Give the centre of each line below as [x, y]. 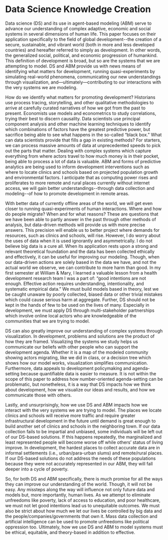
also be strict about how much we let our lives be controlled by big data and [83, 511]
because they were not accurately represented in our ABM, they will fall [79, 463]
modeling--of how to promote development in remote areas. [67, 193]
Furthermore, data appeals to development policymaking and [68, 368]
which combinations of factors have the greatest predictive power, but [78, 129]
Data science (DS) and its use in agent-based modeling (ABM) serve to [78, 23]
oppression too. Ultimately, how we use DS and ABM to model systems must [84, 527]
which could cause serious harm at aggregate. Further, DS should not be [80, 299]
